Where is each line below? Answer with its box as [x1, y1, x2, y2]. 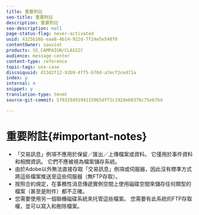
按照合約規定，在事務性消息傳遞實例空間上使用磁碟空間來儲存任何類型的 [14, 180, 191, 187]
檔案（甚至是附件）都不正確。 [14, 188, 88, 195]
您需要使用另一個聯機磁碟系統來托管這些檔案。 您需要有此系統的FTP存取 [14, 195, 192, 202]
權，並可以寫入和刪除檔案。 [14, 203, 83, 210]
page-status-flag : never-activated [6, 31, 94, 37]
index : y [6, 75, 28, 81]
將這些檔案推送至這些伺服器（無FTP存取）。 [14, 173, 121, 180]
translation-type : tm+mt [6, 91, 68, 97]
